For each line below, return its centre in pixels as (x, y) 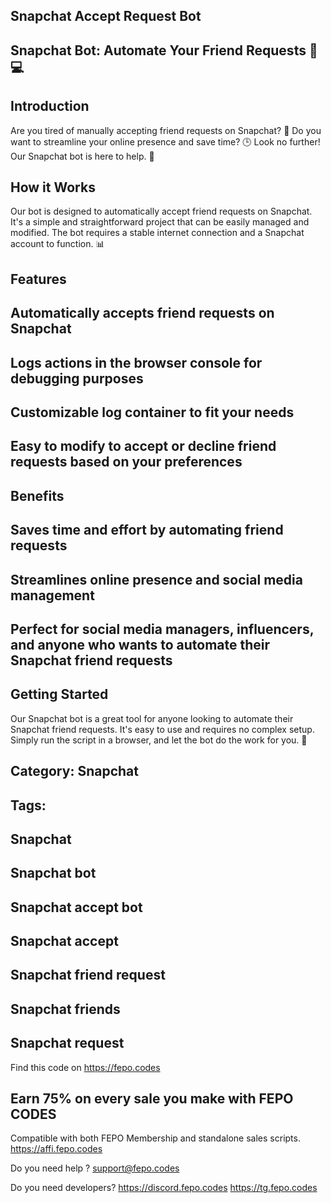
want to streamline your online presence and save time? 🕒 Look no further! (165, 141)
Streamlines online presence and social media (156, 579)
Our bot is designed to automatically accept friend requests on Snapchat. (161, 211)
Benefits (37, 495)
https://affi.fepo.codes (56, 1149)
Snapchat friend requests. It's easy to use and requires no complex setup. (162, 729)
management (52, 595)
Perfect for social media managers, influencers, (162, 629)
